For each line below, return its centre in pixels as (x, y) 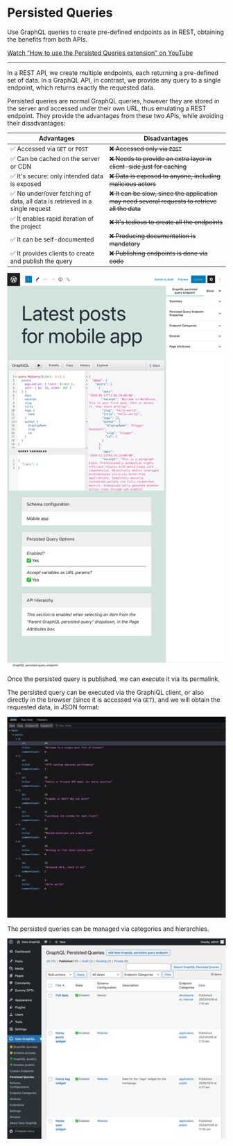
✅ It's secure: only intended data (57, 176)
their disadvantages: (36, 123)
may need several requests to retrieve (163, 201)
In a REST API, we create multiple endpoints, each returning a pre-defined (113, 73)
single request (31, 209)
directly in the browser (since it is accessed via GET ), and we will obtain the (114, 700)
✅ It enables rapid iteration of (52, 218)
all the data (125, 209)
